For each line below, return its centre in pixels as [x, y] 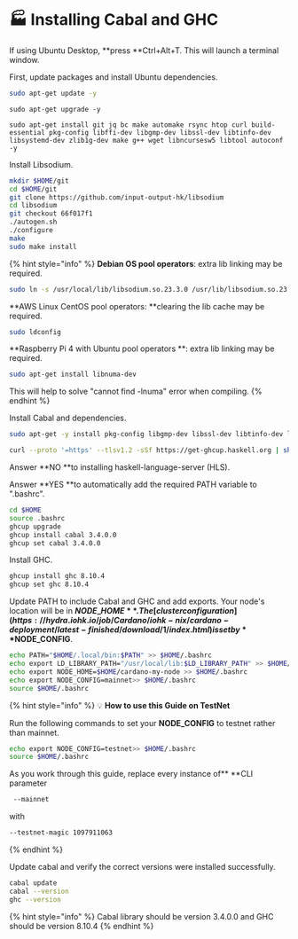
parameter [28, 783]
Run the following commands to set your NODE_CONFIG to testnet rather [142, 723]
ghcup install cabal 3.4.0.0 [63, 535]
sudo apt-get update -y [53, 93]
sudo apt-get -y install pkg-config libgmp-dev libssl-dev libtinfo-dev [146, 434]
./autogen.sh [33, 222]
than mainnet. [34, 732]
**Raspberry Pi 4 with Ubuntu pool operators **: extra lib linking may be [142, 348]
